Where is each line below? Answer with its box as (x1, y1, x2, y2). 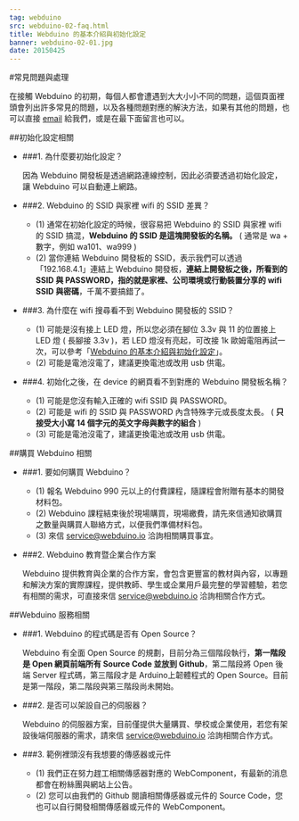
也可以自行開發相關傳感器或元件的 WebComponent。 (35, 801, 230, 812)
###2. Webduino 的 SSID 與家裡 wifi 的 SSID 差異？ (21, 200, 211, 211)
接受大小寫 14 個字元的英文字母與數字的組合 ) (35, 418, 202, 428)
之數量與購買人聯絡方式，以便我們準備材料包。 (35, 519, 207, 530)
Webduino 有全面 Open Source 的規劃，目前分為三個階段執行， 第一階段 (21, 648, 287, 659)
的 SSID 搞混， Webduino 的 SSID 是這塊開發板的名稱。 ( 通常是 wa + (35, 230, 288, 241)
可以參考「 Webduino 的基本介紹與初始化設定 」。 (51, 346, 228, 357)
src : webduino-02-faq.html (9, 21, 109, 30)
